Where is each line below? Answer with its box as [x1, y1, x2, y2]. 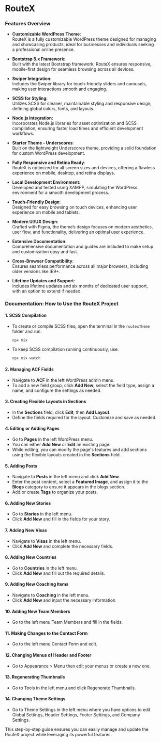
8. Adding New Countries [5, 554, 57, 560]
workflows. [12, 130, 35, 136]
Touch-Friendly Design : [12, 199, 61, 205]
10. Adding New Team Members [5, 608, 70, 614]
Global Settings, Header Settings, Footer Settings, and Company [12, 712, 140, 718]
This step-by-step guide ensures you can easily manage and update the [5, 726, 149, 732]
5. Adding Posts [5, 463, 38, 468]
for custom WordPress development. [12, 150, 86, 156]
